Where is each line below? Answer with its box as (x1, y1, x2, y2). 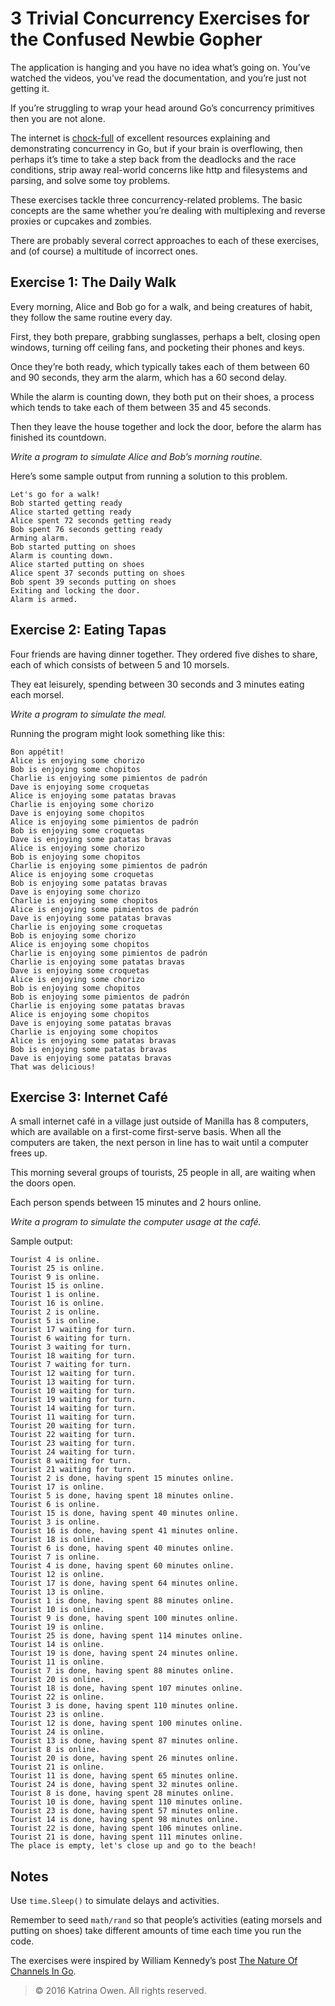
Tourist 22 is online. (10, 1692, 105, 1702)
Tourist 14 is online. (10, 1640, 105, 1650)
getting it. (10, 82, 50, 94)
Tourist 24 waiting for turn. (10, 1447, 137, 1457)
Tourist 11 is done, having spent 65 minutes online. (10, 1771, 240, 1781)
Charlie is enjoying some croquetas (10, 922, 163, 932)
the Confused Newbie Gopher (10, 28, 263, 51)
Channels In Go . (10, 1965, 77, 1977)
